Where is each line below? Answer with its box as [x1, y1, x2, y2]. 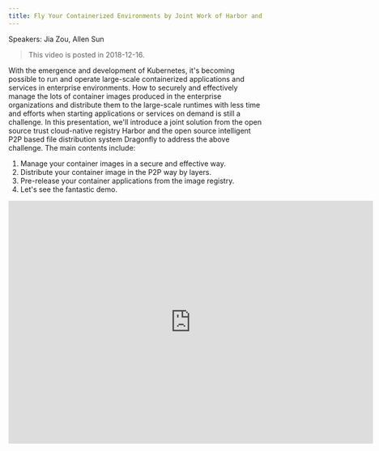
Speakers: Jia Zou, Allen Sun [8, 34, 104, 44]
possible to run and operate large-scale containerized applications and [8, 74, 245, 83]
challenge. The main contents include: [8, 143, 136, 152]
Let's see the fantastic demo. [19, 184, 117, 194]
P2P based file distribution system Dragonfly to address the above [8, 134, 230, 144]
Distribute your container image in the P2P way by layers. [19, 167, 212, 177]
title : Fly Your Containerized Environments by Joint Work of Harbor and [8, 11, 263, 20]
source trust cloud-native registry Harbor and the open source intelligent [8, 126, 251, 135]
